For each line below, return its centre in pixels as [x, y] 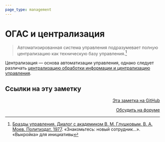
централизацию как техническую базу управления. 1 [72, 53]
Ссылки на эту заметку [43, 89]
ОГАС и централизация [55, 34]
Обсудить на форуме [138, 110]
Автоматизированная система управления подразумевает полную [88, 47]
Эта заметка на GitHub [136, 100]
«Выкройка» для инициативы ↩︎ [45, 135]
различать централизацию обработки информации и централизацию [78, 68]
